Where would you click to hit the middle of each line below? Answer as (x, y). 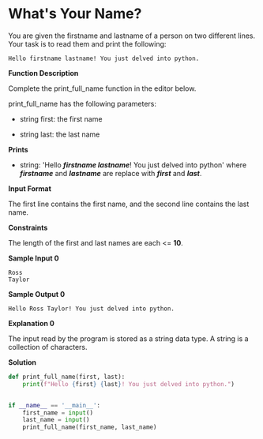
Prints (19, 149)
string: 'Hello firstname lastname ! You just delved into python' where (133, 165)
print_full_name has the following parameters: (82, 103)
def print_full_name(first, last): (67, 377)
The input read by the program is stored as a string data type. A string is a (128, 338)
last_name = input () (56, 420)
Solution (23, 362)
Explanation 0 (32, 323)
